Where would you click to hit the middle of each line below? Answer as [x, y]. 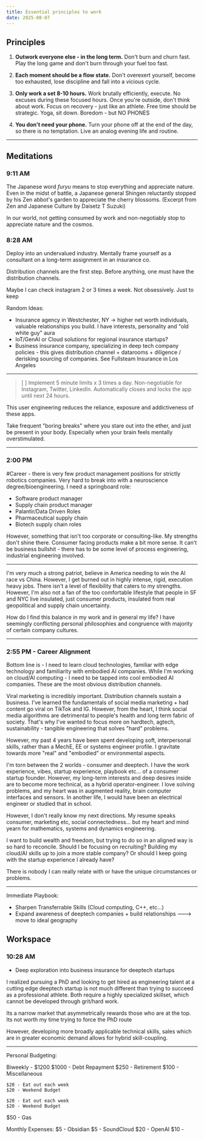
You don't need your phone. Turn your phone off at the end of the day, [104, 125]
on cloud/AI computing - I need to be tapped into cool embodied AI [90, 677]
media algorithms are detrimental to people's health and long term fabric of [100, 715]
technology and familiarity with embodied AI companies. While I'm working [100, 671]
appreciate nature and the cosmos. [50, 224]
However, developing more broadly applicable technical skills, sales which [99, 1031]
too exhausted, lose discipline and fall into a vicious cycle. [88, 82]
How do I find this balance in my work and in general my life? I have [90, 617]
